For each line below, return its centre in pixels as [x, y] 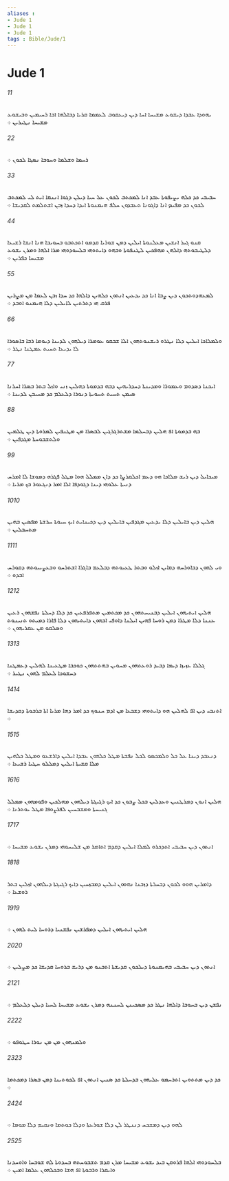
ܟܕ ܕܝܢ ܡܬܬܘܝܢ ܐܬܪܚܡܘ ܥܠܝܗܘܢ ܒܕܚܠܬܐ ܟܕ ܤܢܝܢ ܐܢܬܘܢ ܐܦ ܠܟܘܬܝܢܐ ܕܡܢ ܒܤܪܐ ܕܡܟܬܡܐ [114, 1079]
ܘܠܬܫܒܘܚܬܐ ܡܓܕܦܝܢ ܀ [34, 439]
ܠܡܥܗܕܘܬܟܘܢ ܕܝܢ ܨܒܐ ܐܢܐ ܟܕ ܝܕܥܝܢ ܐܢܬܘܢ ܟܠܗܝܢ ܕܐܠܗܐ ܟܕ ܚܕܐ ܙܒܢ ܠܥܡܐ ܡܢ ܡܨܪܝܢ [110, 295]
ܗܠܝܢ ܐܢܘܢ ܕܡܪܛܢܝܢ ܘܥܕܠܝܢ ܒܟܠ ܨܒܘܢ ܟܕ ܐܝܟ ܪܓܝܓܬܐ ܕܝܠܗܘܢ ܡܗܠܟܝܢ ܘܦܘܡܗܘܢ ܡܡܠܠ [114, 801]
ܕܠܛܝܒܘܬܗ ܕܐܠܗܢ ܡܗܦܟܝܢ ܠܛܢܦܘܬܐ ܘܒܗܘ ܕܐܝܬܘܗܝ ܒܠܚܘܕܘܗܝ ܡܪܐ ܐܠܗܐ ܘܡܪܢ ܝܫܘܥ [109, 250]
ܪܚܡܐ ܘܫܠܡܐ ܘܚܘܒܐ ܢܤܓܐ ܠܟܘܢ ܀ [48, 159]
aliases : [21, 13]
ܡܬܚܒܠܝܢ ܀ [22, 529]
